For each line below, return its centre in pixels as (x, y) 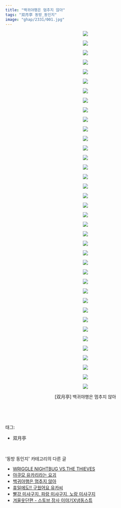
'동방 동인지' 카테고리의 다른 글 (36, 459)
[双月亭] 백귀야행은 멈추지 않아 (85, 397)
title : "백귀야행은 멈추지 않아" (35, 10)
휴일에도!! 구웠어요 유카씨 (38, 488)
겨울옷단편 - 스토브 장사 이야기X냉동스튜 (53, 500)
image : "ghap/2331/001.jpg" (35, 19)
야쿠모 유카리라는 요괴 (35, 475)
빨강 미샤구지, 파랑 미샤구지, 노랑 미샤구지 (54, 494)
